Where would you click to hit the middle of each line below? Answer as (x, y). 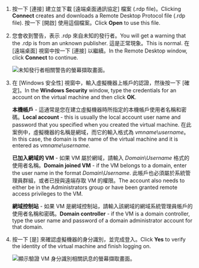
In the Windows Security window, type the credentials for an (100, 90)
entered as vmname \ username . (51, 145)
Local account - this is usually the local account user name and (102, 117)
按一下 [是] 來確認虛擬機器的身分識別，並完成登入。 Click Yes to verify (99, 239)
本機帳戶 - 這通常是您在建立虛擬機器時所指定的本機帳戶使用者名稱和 (97, 110)
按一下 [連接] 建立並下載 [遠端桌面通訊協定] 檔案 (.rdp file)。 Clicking (96, 9)
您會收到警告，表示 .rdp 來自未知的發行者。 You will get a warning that (99, 36)
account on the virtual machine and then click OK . (74, 97)
